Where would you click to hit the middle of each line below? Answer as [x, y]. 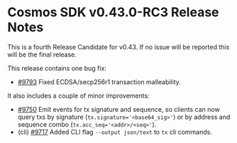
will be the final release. [42, 55]
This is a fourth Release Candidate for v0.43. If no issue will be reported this [118, 47]
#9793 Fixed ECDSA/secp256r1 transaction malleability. [99, 81]
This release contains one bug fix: [57, 68]
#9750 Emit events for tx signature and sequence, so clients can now [118, 109]
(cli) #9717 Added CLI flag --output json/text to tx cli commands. [115, 132]
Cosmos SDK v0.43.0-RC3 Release [113, 12]
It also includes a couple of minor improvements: [79, 96]
